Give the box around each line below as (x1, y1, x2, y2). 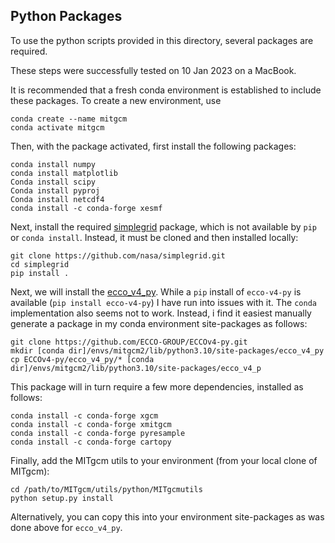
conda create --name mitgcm (10, 114, 128, 124)
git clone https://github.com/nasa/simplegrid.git (10, 250, 226, 261)
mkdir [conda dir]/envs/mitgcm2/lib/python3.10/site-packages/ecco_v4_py (10, 345, 325, 356)
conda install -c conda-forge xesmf (10, 203, 163, 213)
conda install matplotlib (10, 168, 118, 178)
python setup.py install (10, 493, 114, 503)
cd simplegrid (10, 259, 70, 269)
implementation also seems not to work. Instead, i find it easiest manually (10, 307, 312, 319)
